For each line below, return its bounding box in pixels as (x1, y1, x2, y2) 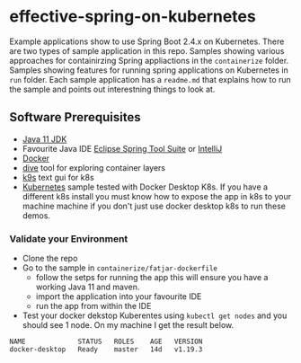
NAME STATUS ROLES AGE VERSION (9, 337, 203, 347)
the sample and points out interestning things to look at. (9, 84, 216, 94)
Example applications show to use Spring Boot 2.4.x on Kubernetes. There (9, 36, 285, 47)
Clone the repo (22, 253, 78, 264)
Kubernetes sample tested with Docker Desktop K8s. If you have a (22, 181, 268, 192)
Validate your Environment (9, 232, 128, 244)
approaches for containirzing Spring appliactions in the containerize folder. (9, 55, 289, 66)
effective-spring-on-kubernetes (9, 6, 256, 27)
